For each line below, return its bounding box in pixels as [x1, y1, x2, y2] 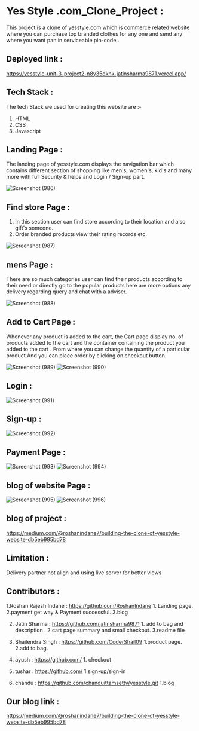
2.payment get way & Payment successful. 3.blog [6, 608, 128, 616]
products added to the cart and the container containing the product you [6, 339, 185, 346]
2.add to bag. [14, 644, 48, 652]
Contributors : [6, 586, 60, 597]
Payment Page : [6, 447, 66, 457]
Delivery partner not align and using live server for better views [6, 569, 162, 576]
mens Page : [6, 259, 53, 270]
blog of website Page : [6, 480, 91, 491]
